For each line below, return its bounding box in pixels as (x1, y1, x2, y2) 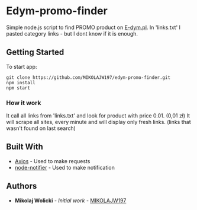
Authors (6, 181, 37, 191)
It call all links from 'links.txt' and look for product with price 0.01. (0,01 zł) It (6, 112, 190, 119)
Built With (6, 142, 43, 152)
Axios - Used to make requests (14, 157, 91, 164)
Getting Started (6, 47, 64, 58)
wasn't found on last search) (6, 125, 76, 132)
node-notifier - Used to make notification (14, 164, 115, 171)
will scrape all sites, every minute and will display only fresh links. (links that (6, 119, 191, 126)
